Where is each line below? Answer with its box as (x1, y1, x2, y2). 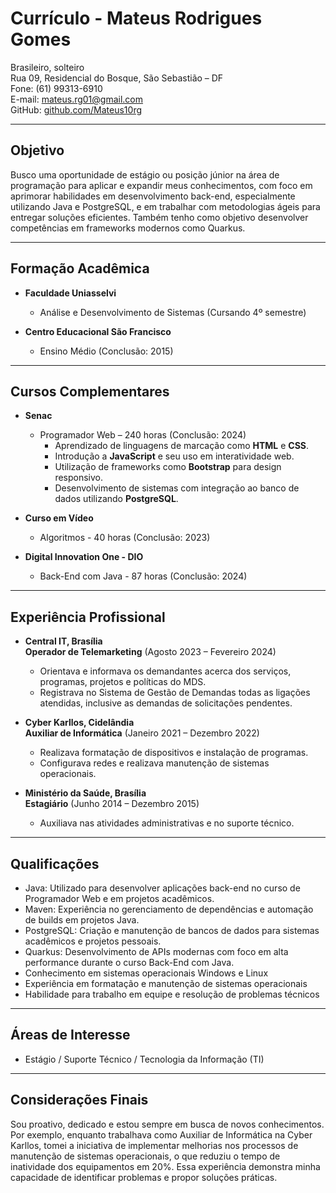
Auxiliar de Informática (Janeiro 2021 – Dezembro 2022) (24, 727, 260, 739)
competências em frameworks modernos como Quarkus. (10, 222, 246, 234)
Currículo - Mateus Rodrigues (10, 7, 263, 30)
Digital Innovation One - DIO (24, 551, 144, 563)
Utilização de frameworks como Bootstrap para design (54, 461, 282, 473)
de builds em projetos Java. (24, 914, 140, 926)
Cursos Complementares (10, 383, 170, 400)
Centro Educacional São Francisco (24, 325, 172, 337)
